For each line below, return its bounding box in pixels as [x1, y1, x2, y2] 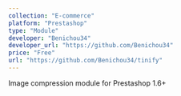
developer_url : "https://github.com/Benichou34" [8, 42, 174, 50]
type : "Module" [8, 26, 59, 34]
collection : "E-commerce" [8, 11, 95, 20]
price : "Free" [8, 49, 56, 57]
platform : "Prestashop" [8, 19, 88, 27]
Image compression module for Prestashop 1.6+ [8, 78, 167, 88]
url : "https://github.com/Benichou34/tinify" [8, 57, 163, 65]
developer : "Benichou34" [8, 34, 91, 42]
